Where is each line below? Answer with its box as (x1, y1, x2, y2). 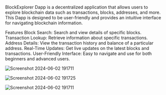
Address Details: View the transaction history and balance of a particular (5, 40, 154, 46)
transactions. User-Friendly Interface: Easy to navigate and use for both (5, 50, 152, 56)
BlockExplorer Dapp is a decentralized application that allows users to (5, 4, 148, 10)
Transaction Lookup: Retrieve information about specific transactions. (5, 35, 148, 41)
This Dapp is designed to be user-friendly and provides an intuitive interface (5, 15, 162, 20)
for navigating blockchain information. (5, 20, 83, 26)
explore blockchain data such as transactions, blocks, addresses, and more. (5, 9, 161, 15)
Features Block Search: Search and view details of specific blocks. (5, 30, 142, 35)
